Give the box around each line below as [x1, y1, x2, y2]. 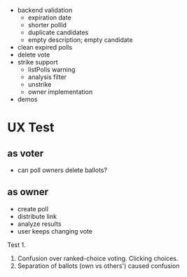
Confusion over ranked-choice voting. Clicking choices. [17, 254, 179, 262]
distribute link [17, 212, 57, 220]
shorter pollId [27, 21, 67, 29]
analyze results [17, 220, 62, 228]
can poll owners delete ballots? [17, 166, 107, 174]
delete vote [17, 50, 50, 59]
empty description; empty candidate [27, 36, 133, 44]
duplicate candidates [27, 28, 89, 36]
